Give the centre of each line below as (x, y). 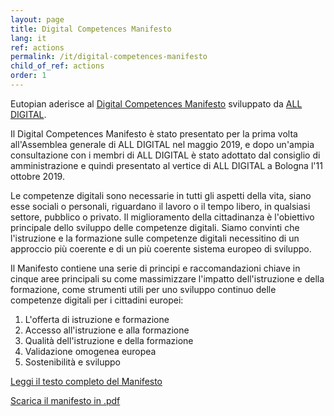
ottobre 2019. (37, 176)
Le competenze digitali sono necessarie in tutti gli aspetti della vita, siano (161, 195)
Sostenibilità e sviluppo (72, 362)
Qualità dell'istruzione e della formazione (109, 340)
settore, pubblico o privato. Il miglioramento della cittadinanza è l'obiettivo (162, 217)
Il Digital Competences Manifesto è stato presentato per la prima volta (154, 133)
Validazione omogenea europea (90, 351)
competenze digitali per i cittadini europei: (97, 300)
